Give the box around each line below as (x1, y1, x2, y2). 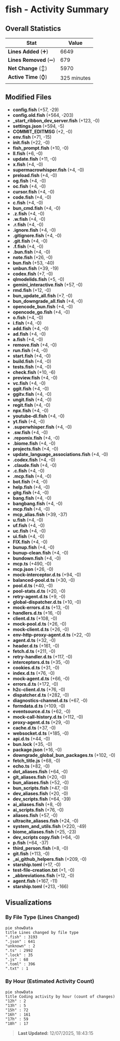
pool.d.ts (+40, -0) (12, 582, 53, 588)
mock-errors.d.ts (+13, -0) (12, 604, 70, 611)
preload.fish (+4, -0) (12, 172, 57, 178)
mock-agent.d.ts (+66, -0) (12, 675, 70, 682)
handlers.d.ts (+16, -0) (12, 610, 62, 616)
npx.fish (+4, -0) (12, 407, 49, 413)
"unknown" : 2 (5, 943, 36, 948)
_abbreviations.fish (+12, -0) (12, 872, 75, 878)
